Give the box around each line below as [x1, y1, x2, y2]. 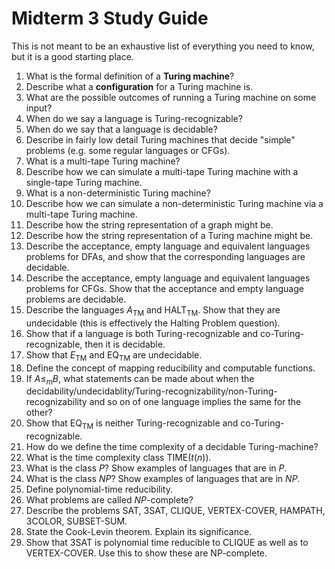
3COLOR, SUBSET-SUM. [25, 515, 128, 527]
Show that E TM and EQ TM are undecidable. [25, 348, 203, 363]
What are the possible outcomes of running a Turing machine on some [25, 91, 317, 103]
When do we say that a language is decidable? [25, 123, 218, 135]
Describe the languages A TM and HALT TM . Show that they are [25, 303, 281, 318]
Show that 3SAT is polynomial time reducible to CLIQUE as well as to [25, 537, 309, 549]
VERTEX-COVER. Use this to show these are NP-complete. [25, 547, 268, 559]
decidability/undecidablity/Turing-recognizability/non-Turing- [25, 385, 278, 397]
